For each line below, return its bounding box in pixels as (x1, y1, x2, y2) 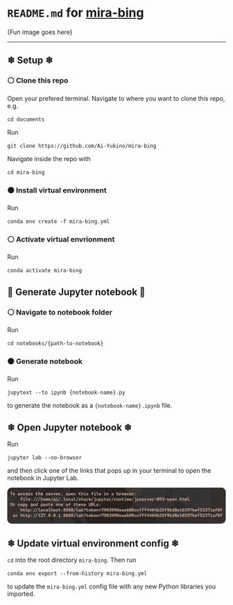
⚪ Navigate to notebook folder (7, 307, 113, 317)
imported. (7, 590, 35, 598)
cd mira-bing (7, 169, 45, 176)
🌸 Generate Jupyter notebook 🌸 (7, 286, 146, 298)
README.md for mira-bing (7, 5, 144, 21)
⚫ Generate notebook (7, 356, 83, 366)
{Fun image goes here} (7, 28, 73, 36)
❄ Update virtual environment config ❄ (7, 537, 179, 549)
